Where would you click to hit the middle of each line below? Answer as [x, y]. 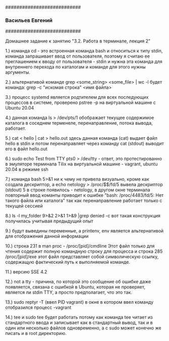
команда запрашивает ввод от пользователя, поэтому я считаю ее [78, 56]
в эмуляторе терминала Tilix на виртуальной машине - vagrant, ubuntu [81, 164]
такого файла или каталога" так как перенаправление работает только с [84, 201]
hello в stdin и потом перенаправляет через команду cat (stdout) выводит [84, 144]
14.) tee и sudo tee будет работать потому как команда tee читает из [79, 317]
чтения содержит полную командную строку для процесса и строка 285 [84, 251]
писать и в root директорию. [36, 333]
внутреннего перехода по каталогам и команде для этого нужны [76, 67]
